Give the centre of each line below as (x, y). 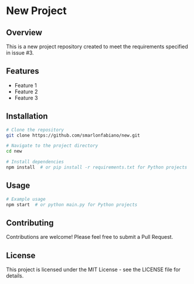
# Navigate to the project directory (52, 146)
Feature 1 (25, 85)
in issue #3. (20, 53)
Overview (24, 33)
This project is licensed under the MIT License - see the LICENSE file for (93, 270)
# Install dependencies (35, 162)
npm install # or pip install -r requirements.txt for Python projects (97, 167)
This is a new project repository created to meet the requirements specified (97, 46)
